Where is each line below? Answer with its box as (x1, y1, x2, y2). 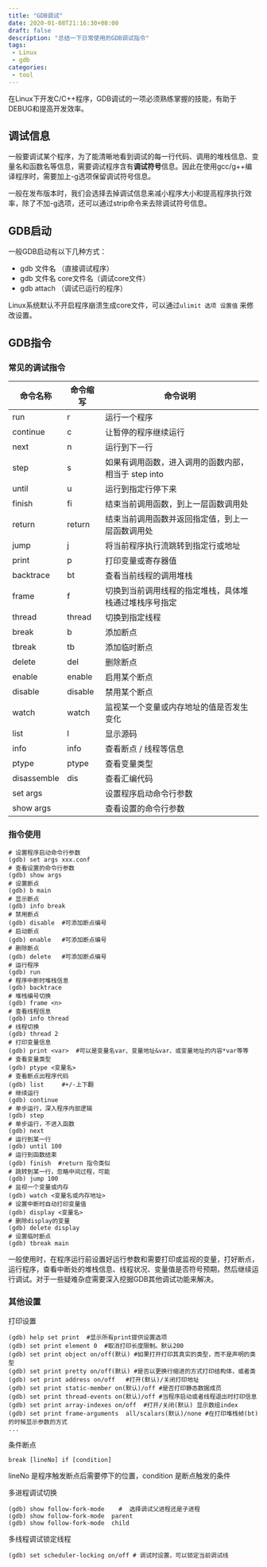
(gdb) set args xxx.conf (8, 856, 91, 864)
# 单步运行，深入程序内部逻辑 (8, 1104, 93, 1113)
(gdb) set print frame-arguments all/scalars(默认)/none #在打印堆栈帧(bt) (8, 1409, 259, 1417)
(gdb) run (8, 968, 41, 976)
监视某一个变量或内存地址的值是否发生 (105, 701, 249, 713)
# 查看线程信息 (8, 1008, 52, 1016)
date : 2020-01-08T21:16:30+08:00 (8, 19, 119, 27)
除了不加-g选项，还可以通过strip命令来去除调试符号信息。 (21, 198, 212, 208)
